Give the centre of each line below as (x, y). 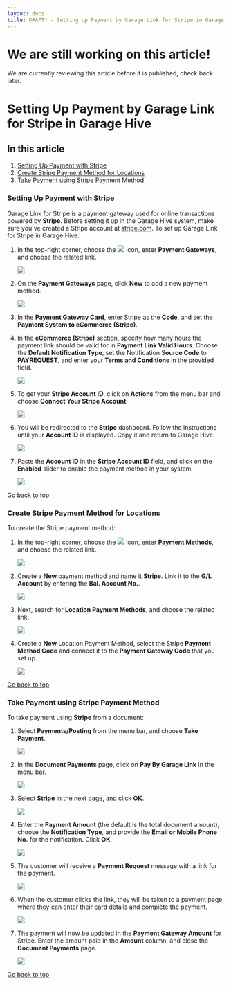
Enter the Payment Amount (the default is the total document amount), (118, 825)
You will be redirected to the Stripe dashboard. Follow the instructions (117, 427)
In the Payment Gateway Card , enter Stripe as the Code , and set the (115, 317)
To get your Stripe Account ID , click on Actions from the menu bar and (119, 394)
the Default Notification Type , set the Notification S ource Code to (112, 352)
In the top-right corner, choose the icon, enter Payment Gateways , (117, 249)
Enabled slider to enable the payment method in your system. (105, 469)
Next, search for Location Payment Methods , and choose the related (116, 610)
